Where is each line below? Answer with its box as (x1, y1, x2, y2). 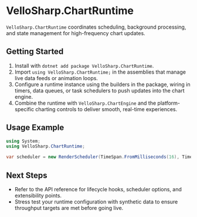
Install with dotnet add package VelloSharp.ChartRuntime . (14, 62, 154, 69)
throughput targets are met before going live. (14, 205, 124, 211)
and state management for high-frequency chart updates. (6, 29, 145, 36)
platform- (157, 99, 181, 106)
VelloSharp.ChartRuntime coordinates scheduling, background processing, (6, 23, 186, 30)
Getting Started (6, 47, 64, 57)
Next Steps (6, 170, 47, 180)
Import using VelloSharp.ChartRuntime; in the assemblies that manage (14, 68, 186, 75)
